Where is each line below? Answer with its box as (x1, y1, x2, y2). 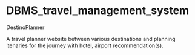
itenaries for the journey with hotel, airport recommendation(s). (6, 42, 164, 49)
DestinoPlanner (6, 24, 45, 31)
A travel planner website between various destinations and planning (6, 35, 176, 42)
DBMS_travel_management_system (6, 4, 190, 18)
